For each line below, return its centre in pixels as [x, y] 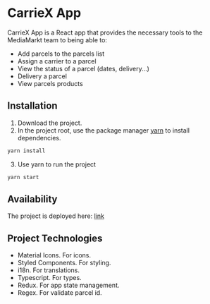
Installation [32, 106]
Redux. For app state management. [68, 285]
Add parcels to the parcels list [61, 54]
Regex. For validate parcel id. [60, 293]
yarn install [26, 151]
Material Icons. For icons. [54, 255]
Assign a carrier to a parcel [57, 61]
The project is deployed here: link [56, 216]
